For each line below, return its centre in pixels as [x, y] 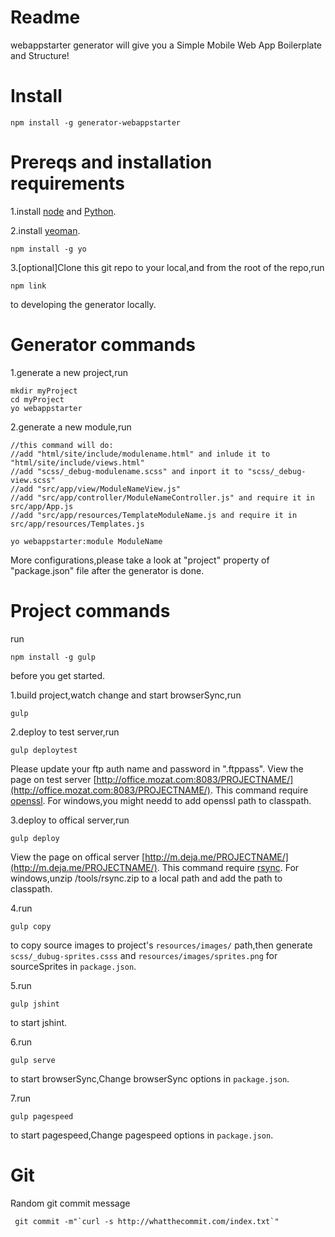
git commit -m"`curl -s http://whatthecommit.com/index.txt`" [147, 1221]
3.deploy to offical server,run [70, 820]
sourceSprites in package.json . [73, 966]
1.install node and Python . [63, 211]
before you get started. [58, 675]
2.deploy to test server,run [65, 732]
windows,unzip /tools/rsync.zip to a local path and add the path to [146, 878]
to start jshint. [39, 1022]
